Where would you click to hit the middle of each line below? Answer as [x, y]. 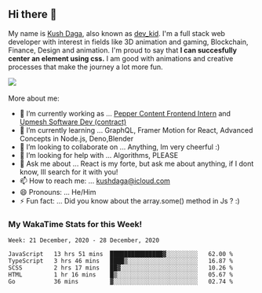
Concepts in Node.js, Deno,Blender [76, 138]
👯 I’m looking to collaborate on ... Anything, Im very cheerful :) [120, 147]
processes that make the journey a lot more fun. [86, 67]
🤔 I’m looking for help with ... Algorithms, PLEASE [99, 155]
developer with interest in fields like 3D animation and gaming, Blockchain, [128, 42]
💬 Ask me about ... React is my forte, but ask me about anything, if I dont [136, 163]
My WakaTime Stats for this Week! [75, 224]
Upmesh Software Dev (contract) [73, 122]
